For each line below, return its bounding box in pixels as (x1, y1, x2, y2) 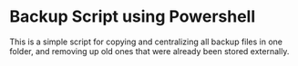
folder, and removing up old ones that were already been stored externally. (9, 45, 290, 56)
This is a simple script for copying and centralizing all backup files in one (9, 36, 283, 47)
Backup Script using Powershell (9, 6, 256, 27)
